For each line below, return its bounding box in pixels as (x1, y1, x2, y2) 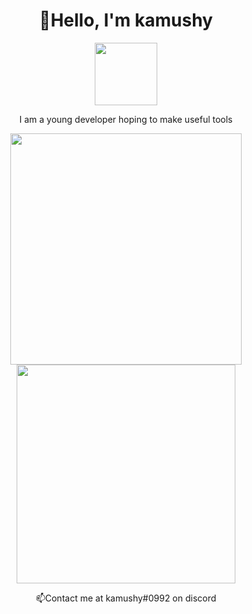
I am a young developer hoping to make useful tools (19, 113, 233, 125)
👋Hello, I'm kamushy (39, 9, 213, 32)
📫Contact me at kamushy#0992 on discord (35, 592, 217, 604)
